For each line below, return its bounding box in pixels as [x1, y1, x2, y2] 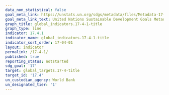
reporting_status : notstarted [5, 59, 69, 64]
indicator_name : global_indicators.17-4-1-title [5, 36, 109, 41]
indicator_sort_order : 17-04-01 [5, 40, 73, 45]
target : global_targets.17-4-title [5, 68, 80, 73]
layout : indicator [5, 45, 44, 50]
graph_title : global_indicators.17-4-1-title [5, 21, 102, 27]
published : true [5, 54, 39, 59]
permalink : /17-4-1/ [5, 49, 49, 54]
